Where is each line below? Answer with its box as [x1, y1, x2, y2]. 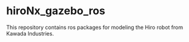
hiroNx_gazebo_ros [6, 4, 105, 18]
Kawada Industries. [6, 30, 54, 37]
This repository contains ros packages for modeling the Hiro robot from [6, 24, 184, 31]
